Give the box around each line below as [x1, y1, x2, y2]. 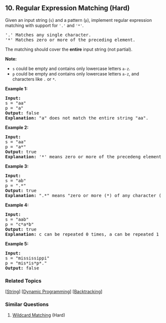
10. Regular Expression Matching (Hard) [5, 4, 130, 12]
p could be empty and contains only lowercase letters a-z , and [12, 70, 139, 76]
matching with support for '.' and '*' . [5, 22, 84, 28]
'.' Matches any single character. [5, 32, 91, 38]
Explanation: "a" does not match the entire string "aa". [5, 115, 149, 121]
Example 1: [5, 85, 28, 91]
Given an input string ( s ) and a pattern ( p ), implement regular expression [5, 17, 152, 23]
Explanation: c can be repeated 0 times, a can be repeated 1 [5, 231, 159, 237]
